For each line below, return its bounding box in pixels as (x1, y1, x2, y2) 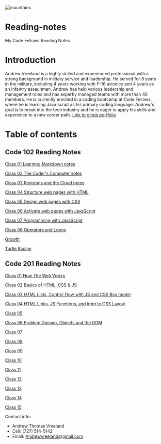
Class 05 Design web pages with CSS (5, 198, 80, 204)
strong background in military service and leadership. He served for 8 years (5, 76, 157, 82)
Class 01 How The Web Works (5, 272, 65, 279)
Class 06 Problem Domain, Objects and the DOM (5, 319, 103, 325)
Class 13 (5, 385, 22, 391)
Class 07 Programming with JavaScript (5, 217, 83, 223)
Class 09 (5, 347, 23, 354)
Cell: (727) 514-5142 (12, 428, 53, 434)
